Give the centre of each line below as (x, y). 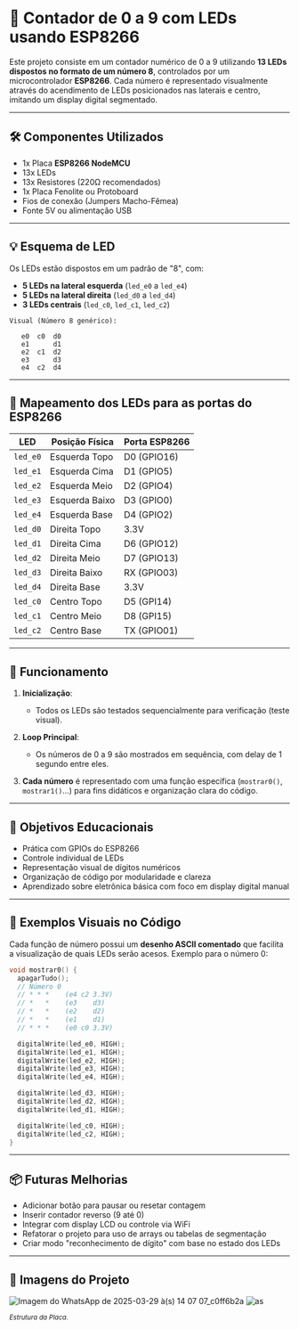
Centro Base (76, 631)
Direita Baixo (77, 573)
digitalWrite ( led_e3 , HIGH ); (71, 1069)
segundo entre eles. (72, 764)
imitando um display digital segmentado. (84, 99)
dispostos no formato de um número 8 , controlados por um (119, 71)
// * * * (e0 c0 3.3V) (65, 1028)
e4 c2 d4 (41, 367)
